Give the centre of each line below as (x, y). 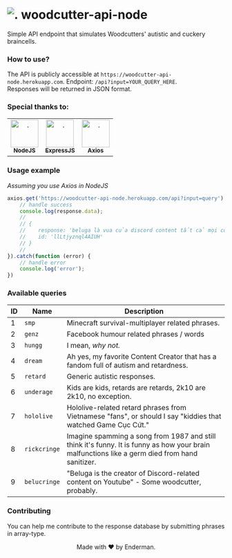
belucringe (42, 482)
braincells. (22, 41)
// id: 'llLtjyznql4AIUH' (61, 237)
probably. (82, 490)
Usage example (34, 171)
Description (144, 311)
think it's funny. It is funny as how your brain (138, 445)
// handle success (46, 205)
